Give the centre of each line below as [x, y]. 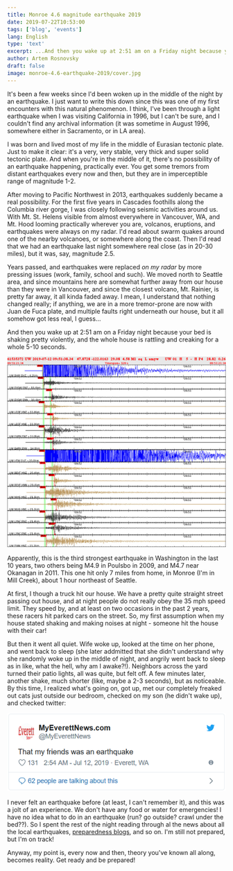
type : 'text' [26, 44]
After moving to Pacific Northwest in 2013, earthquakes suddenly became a [115, 194]
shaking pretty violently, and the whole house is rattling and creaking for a [113, 339]
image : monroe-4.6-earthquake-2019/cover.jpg [74, 73]
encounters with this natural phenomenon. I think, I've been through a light [114, 108]
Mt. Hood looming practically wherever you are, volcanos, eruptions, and [111, 224]
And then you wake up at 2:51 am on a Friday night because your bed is [109, 332]
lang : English [28, 37]
